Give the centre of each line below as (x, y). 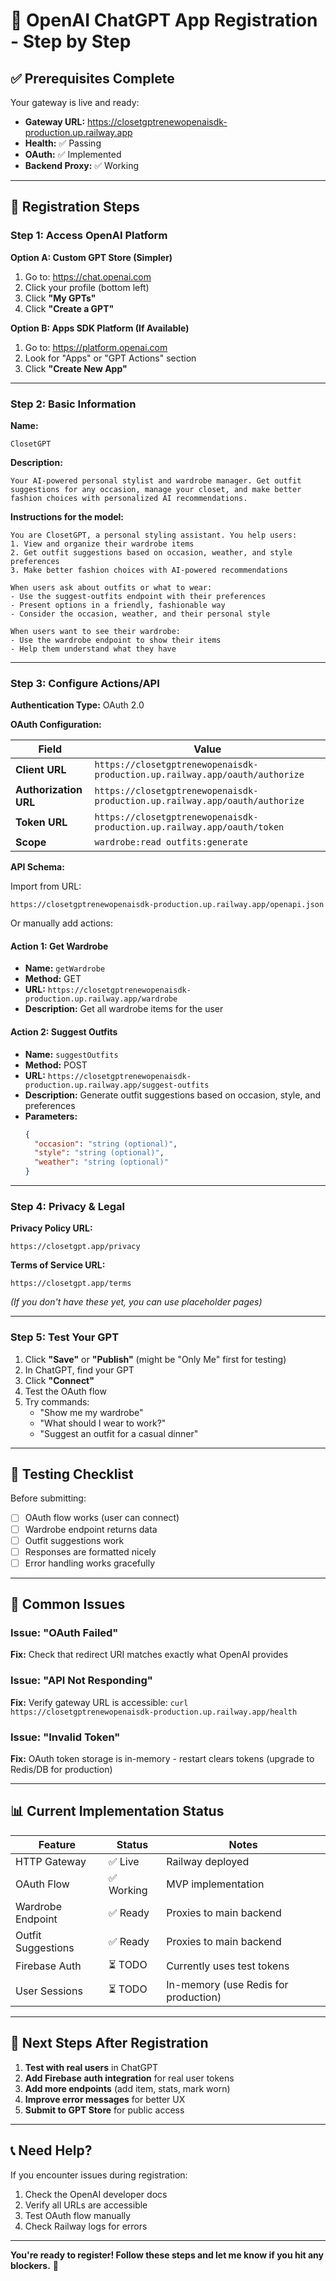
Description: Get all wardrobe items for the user (124, 1009)
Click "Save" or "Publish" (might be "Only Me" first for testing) (155, 1359)
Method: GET (53, 979)
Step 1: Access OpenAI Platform (89, 236)
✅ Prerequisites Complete (92, 78)
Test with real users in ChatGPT (91, 2067)
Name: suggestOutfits (71, 1054)
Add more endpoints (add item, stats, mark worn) (127, 2088)
